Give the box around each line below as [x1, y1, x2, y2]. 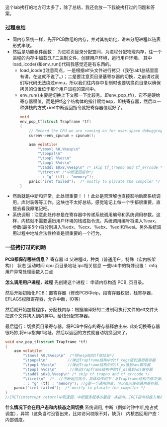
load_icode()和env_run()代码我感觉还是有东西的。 [12, 61, 114, 67]
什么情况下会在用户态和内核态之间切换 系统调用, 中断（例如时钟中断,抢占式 [5, 404, 158, 411]
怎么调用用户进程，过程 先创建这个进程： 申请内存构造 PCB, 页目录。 [5, 279, 147, 285]
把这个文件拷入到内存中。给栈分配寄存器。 [5, 312, 92, 319]
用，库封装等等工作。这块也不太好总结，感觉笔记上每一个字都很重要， [12, 199, 157, 205]
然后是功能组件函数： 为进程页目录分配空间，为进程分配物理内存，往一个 [12, 49, 162, 55]
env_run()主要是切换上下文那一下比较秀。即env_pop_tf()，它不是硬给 [19, 92, 161, 98]
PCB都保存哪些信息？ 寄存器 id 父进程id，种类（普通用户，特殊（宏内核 [5, 256, 152, 262]
